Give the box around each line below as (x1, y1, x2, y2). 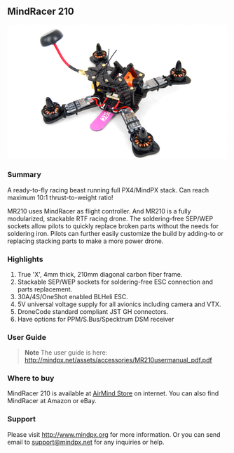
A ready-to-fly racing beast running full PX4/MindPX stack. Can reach (7, 185, 209, 194)
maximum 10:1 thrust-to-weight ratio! (7, 193, 113, 202)
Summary (7, 170, 42, 180)
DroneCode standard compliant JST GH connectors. (17, 307, 169, 315)
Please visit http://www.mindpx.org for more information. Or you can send (7, 430, 221, 438)
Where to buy (7, 374, 55, 383)
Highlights (7, 254, 43, 264)
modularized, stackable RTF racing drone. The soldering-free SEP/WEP (7, 214, 214, 223)
